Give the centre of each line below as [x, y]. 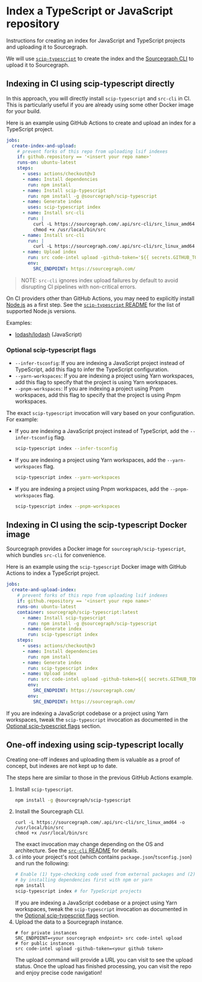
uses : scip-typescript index [64, 207]
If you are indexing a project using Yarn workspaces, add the [90, 460]
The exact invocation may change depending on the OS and [89, 844]
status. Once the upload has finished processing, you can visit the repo [103, 966]
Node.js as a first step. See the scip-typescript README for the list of [93, 304]
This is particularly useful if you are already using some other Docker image [100, 105]
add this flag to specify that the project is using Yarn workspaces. [96, 382]
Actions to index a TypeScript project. [53, 573]
